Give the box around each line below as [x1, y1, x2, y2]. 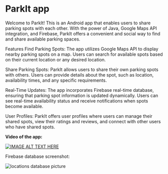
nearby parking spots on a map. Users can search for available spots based [5, 51, 163, 57]
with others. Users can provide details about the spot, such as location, [5, 72, 154, 78]
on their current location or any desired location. [5, 56, 106, 62]
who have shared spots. [5, 124, 56, 130]
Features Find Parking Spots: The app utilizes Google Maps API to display [5, 46, 158, 52]
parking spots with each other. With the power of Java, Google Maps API [5, 25, 157, 31]
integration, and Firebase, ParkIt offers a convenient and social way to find [5, 30, 160, 37]
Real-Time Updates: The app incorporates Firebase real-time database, [5, 87, 154, 93]
